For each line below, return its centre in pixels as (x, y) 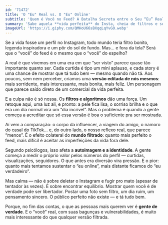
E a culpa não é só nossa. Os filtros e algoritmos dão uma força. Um (76, 99)
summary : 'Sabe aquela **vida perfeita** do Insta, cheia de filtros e (81, 24)
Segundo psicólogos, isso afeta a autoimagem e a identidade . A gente (78, 150)
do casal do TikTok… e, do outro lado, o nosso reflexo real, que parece (78, 130)
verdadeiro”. (18, 171)
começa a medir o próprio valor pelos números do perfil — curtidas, (75, 156)
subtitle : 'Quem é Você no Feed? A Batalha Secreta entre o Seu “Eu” (79, 19)
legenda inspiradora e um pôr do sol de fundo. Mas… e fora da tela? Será (80, 48)
